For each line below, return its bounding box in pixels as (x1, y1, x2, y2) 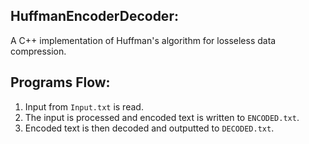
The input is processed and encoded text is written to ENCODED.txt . (24, 111, 300, 123)
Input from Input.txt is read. (24, 100, 144, 113)
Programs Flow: (10, 74, 111, 91)
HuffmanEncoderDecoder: (10, 8, 179, 25)
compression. (10, 45, 67, 57)
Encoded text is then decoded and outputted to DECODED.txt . (24, 122, 275, 134)
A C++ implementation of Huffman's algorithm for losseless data (10, 34, 277, 46)
